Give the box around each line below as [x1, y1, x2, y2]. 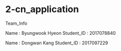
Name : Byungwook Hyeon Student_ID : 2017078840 [5, 30, 116, 36]
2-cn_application [5, 4, 79, 15]
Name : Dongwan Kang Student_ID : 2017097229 [5, 39, 108, 46]
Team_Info [5, 20, 28, 26]
